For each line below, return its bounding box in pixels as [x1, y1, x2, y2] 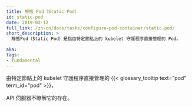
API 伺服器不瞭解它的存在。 [6, 94, 73, 101]
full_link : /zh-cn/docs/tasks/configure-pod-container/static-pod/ [6, 25, 176, 31]
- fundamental [6, 57, 41, 63]
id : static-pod [6, 14, 44, 20]
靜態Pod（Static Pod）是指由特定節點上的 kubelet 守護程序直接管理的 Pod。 [11, 36, 181, 42]
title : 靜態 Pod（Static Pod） [6, 8, 80, 15]
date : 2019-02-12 [6, 19, 49, 25]
